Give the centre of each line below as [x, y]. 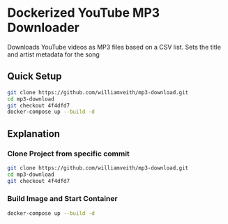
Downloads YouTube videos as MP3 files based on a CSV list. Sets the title [114, 47]
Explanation [34, 134]
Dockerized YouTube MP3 [84, 13]
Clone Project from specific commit [69, 154]
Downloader [44, 28]
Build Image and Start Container [62, 199]
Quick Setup [35, 76]
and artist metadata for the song [53, 54]
